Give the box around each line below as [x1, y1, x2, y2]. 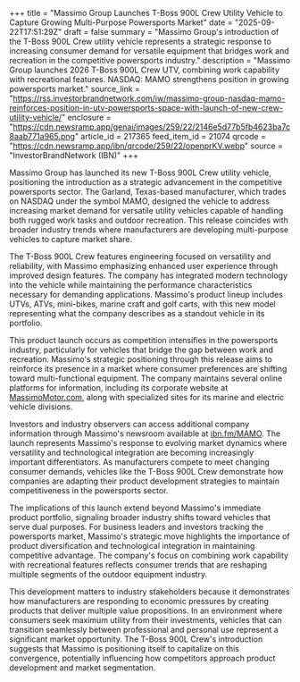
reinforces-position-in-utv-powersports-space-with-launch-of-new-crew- [9, 103, 284, 113]
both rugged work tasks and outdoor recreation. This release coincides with [9, 215, 288, 225]
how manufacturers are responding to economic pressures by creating [9, 596, 270, 606]
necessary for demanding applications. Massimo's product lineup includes [9, 290, 284, 299]
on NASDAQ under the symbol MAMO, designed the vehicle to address [9, 196, 271, 206]
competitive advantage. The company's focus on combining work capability [9, 550, 288, 560]
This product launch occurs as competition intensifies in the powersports [9, 335, 279, 345]
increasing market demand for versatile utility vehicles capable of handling [9, 206, 284, 215]
